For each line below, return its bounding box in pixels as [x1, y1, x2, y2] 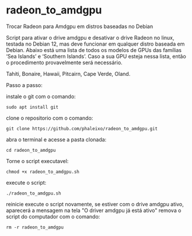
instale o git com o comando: [6, 93, 76, 100]
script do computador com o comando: [6, 213, 100, 220]
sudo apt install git [6, 104, 59, 110]
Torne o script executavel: [6, 157, 69, 164]
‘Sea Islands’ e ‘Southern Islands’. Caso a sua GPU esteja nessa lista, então [6, 53, 187, 60]
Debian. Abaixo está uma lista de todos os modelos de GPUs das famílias [6, 46, 182, 53]
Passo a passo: [6, 81, 43, 88]
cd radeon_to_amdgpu [6, 147, 57, 153]
